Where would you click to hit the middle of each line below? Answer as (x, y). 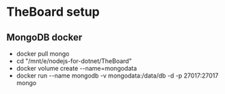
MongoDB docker (44, 37)
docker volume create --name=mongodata (77, 68)
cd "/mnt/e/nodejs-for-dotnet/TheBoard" (74, 61)
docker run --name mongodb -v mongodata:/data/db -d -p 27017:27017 (117, 75)
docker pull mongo (43, 54)
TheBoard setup (53, 12)
